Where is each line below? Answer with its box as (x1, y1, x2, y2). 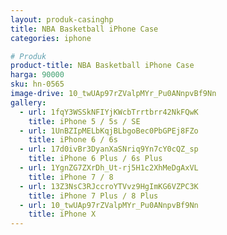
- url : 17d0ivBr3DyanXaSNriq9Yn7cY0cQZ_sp (19, 144, 199, 155)
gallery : (10, 97, 47, 108)
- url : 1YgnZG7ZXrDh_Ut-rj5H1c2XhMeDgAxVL (19, 163, 199, 173)
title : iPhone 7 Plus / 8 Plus (28, 191, 159, 201)
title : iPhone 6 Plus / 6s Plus (28, 154, 163, 164)
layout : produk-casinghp (10, 14, 114, 25)
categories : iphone (10, 33, 92, 43)
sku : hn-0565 (10, 79, 65, 90)
